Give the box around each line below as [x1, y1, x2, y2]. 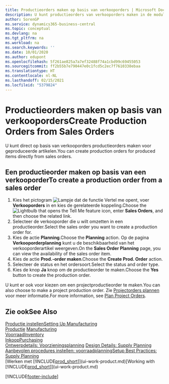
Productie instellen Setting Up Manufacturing [5, 321, 97, 327]
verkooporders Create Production [5, 115, 147, 126]
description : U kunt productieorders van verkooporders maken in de [5, 12, 152, 17]
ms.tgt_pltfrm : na [5, 36, 44, 41]
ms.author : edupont [5, 54, 46, 60]
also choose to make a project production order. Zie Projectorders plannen [5, 287, 159, 294]
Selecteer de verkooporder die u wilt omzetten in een [12, 218, 123, 225]
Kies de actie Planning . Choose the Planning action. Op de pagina [12, 234, 149, 241]
